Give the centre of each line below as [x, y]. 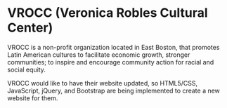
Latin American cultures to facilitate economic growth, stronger [99, 55]
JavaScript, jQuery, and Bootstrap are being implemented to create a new [113, 90]
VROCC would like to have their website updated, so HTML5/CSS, [103, 83]
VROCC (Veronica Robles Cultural [108, 13]
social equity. [26, 69]
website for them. [33, 98]
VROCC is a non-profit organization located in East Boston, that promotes [113, 47]
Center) [30, 28]
